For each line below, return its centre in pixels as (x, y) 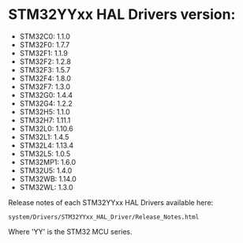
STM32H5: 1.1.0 (45, 111)
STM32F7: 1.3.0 (45, 86)
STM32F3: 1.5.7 (45, 69)
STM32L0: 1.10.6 (46, 129)
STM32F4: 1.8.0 (45, 78)
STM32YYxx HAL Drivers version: (122, 15)
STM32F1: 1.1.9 (44, 53)
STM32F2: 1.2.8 (45, 62)
